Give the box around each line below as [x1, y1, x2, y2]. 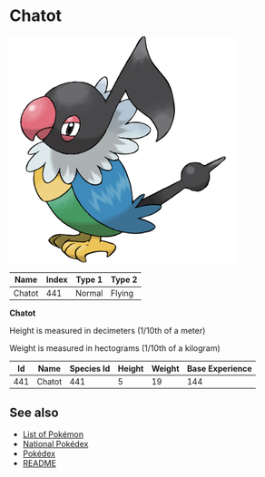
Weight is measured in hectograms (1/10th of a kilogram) [9, 343, 221, 354]
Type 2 [110, 274, 138, 286]
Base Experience [187, 363, 252, 374]
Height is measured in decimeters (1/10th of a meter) [9, 326, 206, 336]
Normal [75, 287, 103, 298]
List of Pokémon [22, 429, 84, 440]
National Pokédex [22, 439, 89, 450]
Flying [110, 287, 134, 298]
